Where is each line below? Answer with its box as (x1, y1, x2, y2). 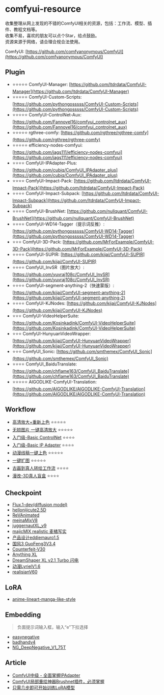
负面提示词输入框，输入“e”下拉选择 (17, 624, 88, 630)
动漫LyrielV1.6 (12, 563, 41, 569)
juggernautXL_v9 (12, 523, 47, 528)
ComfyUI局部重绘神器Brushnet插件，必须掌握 (12, 678, 105, 684)
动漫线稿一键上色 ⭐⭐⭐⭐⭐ (12, 449, 64, 455)
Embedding (5, 611, 41, 619)
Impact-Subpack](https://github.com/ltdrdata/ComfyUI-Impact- (12, 197, 141, 203)
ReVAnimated (12, 512, 40, 518)
